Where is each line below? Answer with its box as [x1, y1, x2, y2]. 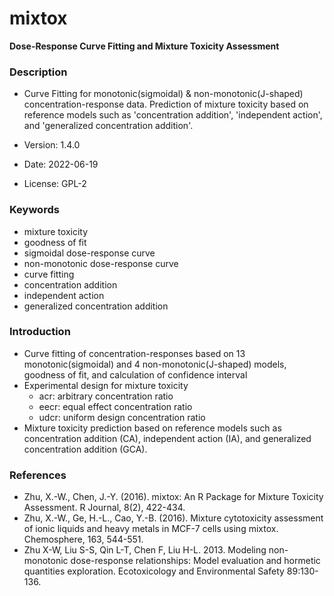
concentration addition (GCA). [23, 443, 148, 455]
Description [9, 65, 68, 79]
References [9, 468, 67, 482]
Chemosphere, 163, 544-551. [23, 533, 144, 546]
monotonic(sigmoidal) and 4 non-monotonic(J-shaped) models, [23, 358, 287, 370]
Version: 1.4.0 [23, 139, 81, 151]
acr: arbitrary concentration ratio [38, 390, 174, 402]
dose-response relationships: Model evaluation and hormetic [70, 555, 321, 567]
